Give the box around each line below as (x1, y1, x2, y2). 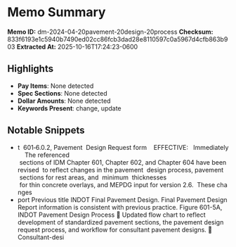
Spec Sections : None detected (17, 89, 107, 97)
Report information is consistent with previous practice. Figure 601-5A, (17, 203, 223, 211)
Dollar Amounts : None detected (17, 96, 111, 105)
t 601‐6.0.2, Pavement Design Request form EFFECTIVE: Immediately (17, 143, 229, 151)
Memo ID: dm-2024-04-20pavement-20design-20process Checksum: (7, 27, 214, 36)
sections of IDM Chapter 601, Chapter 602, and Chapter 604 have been (19, 158, 227, 166)
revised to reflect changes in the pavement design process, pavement (17, 165, 224, 174)
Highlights (7, 63, 54, 75)
